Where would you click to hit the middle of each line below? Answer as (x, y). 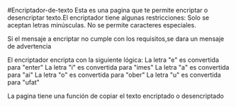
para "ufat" (24, 82)
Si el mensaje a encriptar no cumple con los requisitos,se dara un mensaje (116, 39)
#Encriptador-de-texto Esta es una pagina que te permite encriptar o (108, 10)
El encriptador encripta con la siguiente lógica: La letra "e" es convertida (113, 60)
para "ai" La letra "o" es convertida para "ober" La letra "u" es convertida (114, 75)
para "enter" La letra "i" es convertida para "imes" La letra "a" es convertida (118, 67)
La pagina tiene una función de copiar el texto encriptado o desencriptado (116, 96)
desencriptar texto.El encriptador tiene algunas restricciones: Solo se (108, 18)
